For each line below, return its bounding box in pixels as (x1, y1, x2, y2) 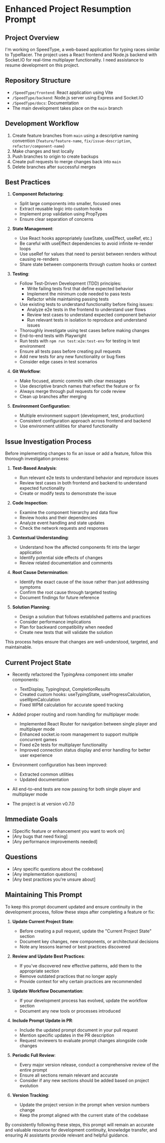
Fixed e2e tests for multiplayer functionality (19, 742, 108, 748)
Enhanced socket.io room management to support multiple (19, 731, 138, 737)
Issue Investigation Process (5, 437, 92, 446)
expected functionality (19, 485, 65, 491)
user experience (19, 752, 53, 758)
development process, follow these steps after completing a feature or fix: (5, 909, 155, 915)
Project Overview (5, 33, 59, 42)
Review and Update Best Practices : (12, 953, 85, 959)
